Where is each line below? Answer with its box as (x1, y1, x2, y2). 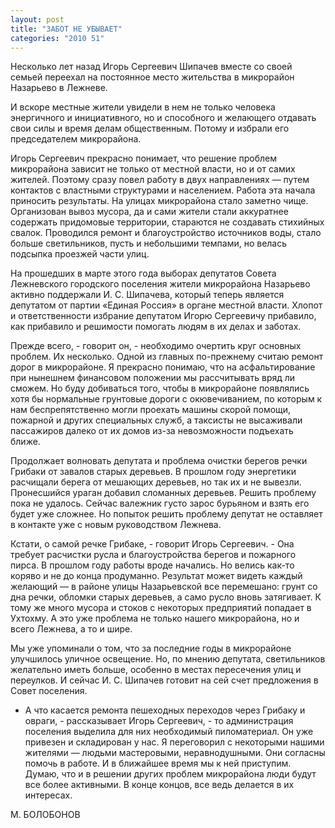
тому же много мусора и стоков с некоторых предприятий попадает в (10, 602, 312, 614)
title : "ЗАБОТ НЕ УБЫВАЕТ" (10, 24, 123, 34)
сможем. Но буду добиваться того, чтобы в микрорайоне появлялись (10, 382, 310, 395)
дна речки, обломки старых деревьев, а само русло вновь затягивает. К (10, 591, 322, 603)
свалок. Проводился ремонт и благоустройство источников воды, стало (10, 227, 322, 239)
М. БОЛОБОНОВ (10, 809, 81, 821)
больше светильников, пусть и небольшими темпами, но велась (10, 237, 288, 250)
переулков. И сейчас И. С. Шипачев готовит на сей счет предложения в (10, 674, 319, 686)
